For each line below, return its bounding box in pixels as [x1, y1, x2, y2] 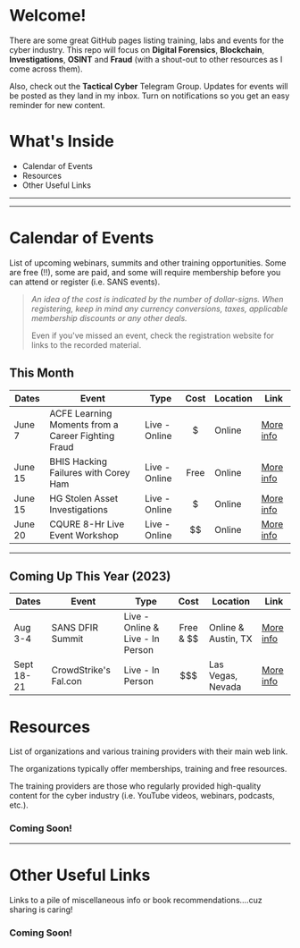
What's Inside [9, 131, 114, 152]
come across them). [9, 63, 83, 74]
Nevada [208, 681, 242, 693]
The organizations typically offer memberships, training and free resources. [9, 764, 287, 774]
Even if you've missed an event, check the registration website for [30, 330, 275, 341]
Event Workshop [48, 529, 119, 541]
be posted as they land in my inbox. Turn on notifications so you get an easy [9, 90, 290, 101]
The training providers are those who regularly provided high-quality [9, 781, 262, 791]
